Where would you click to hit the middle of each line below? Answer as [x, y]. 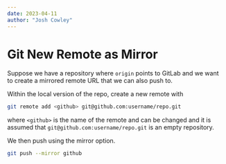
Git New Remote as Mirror [82, 54]
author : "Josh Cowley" [40, 20]
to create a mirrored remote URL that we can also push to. [90, 81]
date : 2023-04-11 [32, 13]
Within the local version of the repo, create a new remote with [95, 94]
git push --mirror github [44, 154]
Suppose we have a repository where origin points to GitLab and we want [113, 73]
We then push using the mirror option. [61, 141]
